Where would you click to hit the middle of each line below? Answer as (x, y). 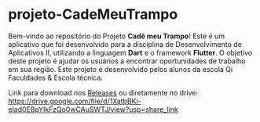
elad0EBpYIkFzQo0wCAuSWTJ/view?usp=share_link (93, 109)
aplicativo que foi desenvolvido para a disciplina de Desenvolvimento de (125, 44)
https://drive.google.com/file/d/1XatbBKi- (75, 101)
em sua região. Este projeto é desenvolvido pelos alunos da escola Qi (121, 69)
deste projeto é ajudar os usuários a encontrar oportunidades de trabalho (127, 61)
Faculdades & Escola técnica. (56, 77)
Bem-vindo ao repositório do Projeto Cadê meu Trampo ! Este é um (117, 36)
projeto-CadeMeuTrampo (93, 14)
